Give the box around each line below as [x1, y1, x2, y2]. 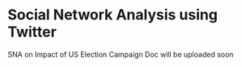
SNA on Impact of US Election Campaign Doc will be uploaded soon [7, 49, 234, 59]
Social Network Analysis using [7, 6, 218, 24]
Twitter [7, 23, 57, 41]
